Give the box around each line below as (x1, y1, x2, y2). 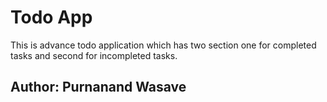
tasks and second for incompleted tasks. (10, 49, 178, 61)
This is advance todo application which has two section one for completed (10, 39, 317, 51)
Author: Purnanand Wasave (10, 79, 187, 96)
